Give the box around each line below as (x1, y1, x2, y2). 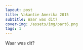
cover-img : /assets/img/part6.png (5, 21, 78, 27)
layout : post (5, 7, 33, 13)
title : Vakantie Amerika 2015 (5, 12, 69, 17)
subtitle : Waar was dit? (5, 17, 58, 22)
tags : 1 (5, 26, 22, 31)
